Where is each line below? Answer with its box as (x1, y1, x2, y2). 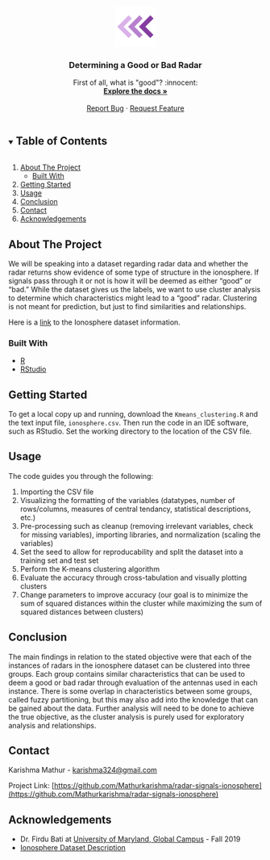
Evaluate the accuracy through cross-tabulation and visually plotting (19, 573, 247, 582)
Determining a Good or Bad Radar (69, 59, 202, 70)
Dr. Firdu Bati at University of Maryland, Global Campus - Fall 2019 (19, 834, 241, 844)
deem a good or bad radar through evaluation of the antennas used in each (8, 678, 258, 687)
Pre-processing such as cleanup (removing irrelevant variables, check (19, 521, 254, 531)
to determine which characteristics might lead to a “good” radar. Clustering (8, 293, 258, 303)
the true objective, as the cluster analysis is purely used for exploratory (8, 711, 244, 721)
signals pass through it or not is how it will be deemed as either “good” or (8, 275, 252, 285)
